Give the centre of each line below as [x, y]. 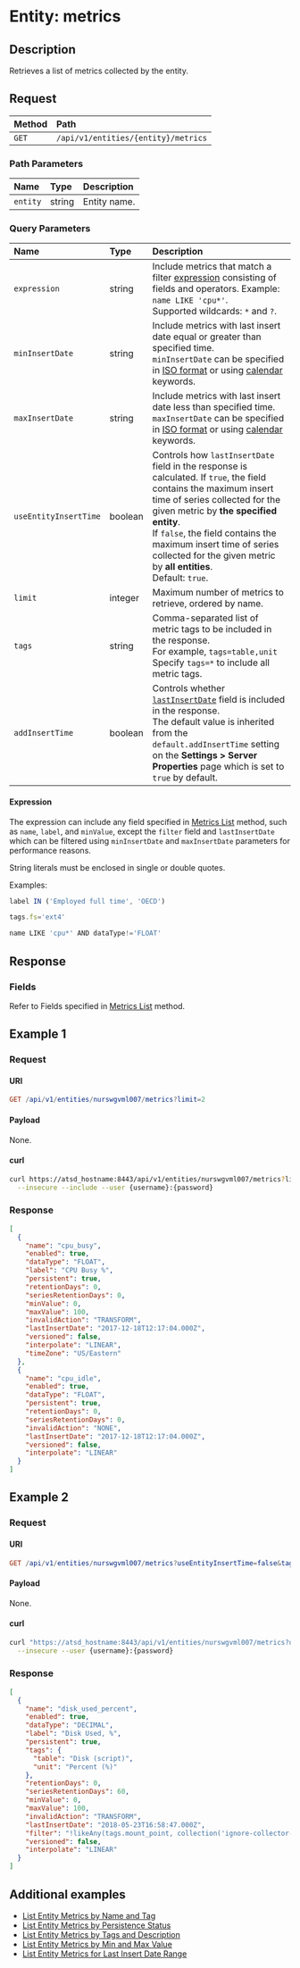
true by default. [185, 778]
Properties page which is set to [218, 767]
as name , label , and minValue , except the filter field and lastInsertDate [142, 831]
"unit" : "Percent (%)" [75, 1767]
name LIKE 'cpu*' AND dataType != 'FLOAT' [86, 934]
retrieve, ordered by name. [208, 604]
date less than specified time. [214, 407]
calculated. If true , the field [209, 478]
